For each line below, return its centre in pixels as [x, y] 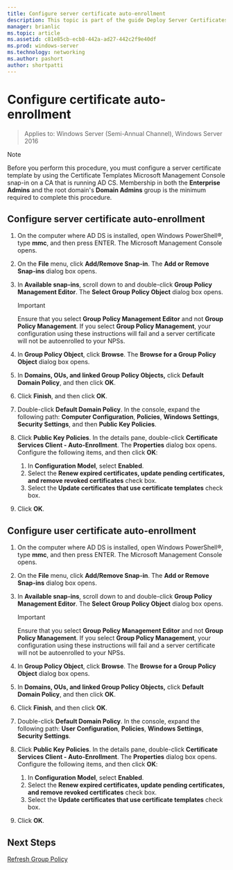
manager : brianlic [34, 26]
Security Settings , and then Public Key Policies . [87, 425]
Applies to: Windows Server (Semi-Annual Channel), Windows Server [123, 133]
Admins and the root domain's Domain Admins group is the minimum [107, 190]
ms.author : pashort [35, 59]
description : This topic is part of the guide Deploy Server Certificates [118, 20]
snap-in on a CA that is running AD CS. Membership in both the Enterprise [114, 182]
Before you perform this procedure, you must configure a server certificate [114, 168]
